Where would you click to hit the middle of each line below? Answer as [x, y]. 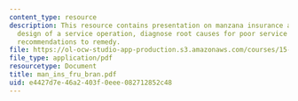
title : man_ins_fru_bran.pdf [63, 75]
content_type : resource [53, 17]
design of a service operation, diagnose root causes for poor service [153, 33]
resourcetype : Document [53, 67]
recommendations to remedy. [69, 42]
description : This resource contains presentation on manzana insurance [146, 25]
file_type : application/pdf [61, 58]
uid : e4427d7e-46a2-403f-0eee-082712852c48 [91, 83]
